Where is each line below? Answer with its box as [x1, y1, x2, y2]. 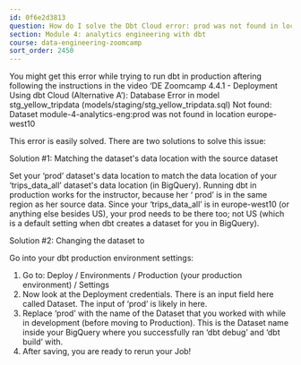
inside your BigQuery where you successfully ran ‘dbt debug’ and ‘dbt [21, 327, 280, 338]
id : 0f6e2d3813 [9, 13, 66, 22]
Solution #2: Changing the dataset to [9, 235, 145, 246]
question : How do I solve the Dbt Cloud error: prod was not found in [9, 21, 279, 30]
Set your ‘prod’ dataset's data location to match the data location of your [9, 171, 278, 182]
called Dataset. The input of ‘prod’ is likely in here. [21, 299, 208, 310]
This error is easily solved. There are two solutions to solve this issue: [9, 136, 267, 147]
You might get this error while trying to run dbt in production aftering [9, 71, 262, 81]
